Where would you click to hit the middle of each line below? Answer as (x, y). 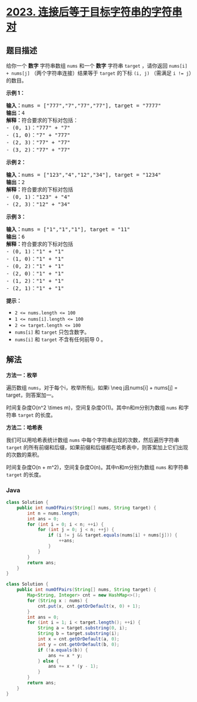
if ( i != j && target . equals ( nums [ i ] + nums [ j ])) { (113, 535)
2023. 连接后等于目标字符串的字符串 (94, 12)
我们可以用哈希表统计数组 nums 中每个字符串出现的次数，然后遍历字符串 (93, 440)
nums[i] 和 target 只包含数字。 (52, 332)
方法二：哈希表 (24, 427)
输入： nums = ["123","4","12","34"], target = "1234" (84, 175)
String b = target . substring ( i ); (78, 634)
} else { (48, 661)
